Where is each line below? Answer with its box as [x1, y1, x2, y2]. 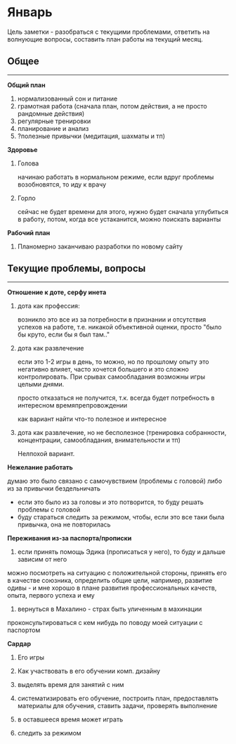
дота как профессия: [17, 301, 80, 310]
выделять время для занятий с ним [17, 680, 124, 688]
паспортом [7, 626, 41, 634]
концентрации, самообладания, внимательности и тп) [17, 436, 181, 444]
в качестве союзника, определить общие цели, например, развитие [7, 576, 213, 584]
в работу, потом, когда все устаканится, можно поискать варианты [17, 215, 221, 223]
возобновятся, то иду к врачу [17, 180, 107, 189]
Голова [17, 159, 39, 168]
